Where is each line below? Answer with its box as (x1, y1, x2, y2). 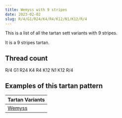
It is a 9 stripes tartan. (5, 40, 50, 46)
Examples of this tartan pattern (5, 81, 103, 90)
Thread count (5, 54, 48, 62)
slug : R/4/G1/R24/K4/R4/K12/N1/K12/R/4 (5, 16, 87, 21)
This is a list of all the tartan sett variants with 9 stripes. (5, 30, 118, 36)
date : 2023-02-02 (5, 12, 41, 17)
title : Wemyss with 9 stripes (5, 7, 68, 12)
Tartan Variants (7, 96, 45, 103)
